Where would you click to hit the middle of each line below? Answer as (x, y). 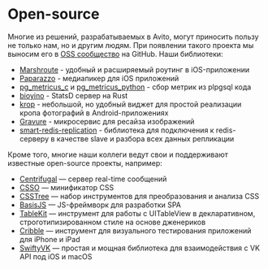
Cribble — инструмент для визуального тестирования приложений (135, 230)
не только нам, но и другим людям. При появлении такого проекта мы (131, 45)
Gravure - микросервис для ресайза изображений (107, 121)
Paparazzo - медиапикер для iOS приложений (99, 78)
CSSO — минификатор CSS (67, 187)
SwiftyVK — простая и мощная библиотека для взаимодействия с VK (140, 248)
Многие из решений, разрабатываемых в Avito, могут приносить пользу (133, 37)
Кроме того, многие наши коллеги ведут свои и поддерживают (118, 154)
